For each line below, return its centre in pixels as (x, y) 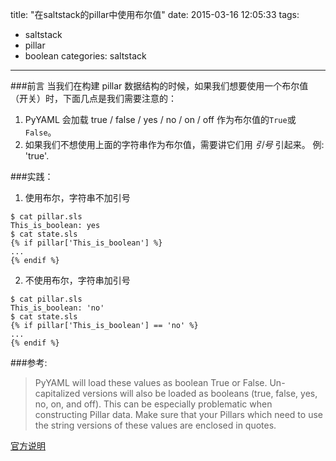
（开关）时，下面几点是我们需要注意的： (93, 98)
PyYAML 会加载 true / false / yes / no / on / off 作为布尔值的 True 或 (160, 119)
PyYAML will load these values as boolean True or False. (151, 382)
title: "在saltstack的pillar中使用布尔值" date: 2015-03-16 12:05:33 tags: (155, 14)
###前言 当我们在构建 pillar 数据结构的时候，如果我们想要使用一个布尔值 (159, 86)
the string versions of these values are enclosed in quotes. (155, 425)
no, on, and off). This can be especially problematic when (153, 404)
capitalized (57, 393)
